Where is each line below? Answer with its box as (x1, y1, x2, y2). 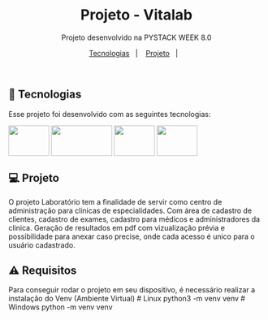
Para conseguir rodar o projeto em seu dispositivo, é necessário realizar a (8, 285, 256, 295)
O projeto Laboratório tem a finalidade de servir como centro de (8, 197, 223, 206)
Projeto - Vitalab (80, 6, 193, 24)
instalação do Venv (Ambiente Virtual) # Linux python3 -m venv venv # (8, 294, 246, 304)
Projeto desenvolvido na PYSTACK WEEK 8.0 (61, 32, 212, 42)
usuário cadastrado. (8, 240, 76, 249)
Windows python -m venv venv (8, 302, 113, 312)
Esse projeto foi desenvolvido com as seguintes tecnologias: (8, 109, 211, 119)
